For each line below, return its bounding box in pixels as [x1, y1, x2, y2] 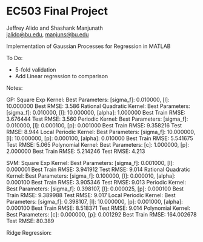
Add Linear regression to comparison [15, 72, 108, 79]
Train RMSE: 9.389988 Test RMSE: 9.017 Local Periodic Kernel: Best [6, 191, 176, 198]
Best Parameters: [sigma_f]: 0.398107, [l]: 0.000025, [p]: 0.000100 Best [6, 185, 184, 192]
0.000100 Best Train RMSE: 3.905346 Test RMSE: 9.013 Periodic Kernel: [6, 178, 187, 186]
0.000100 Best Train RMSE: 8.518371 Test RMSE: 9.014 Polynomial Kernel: [6, 204, 191, 212]
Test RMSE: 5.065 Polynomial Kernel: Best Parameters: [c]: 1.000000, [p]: [6, 141, 190, 148]
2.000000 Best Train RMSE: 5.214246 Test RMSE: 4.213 [6, 147, 145, 155]
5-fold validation [15, 66, 56, 73]
